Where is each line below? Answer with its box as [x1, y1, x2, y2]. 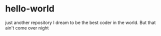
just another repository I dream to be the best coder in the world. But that [5, 19, 156, 25]
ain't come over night [5, 24, 49, 30]
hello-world [5, 3, 55, 14]
